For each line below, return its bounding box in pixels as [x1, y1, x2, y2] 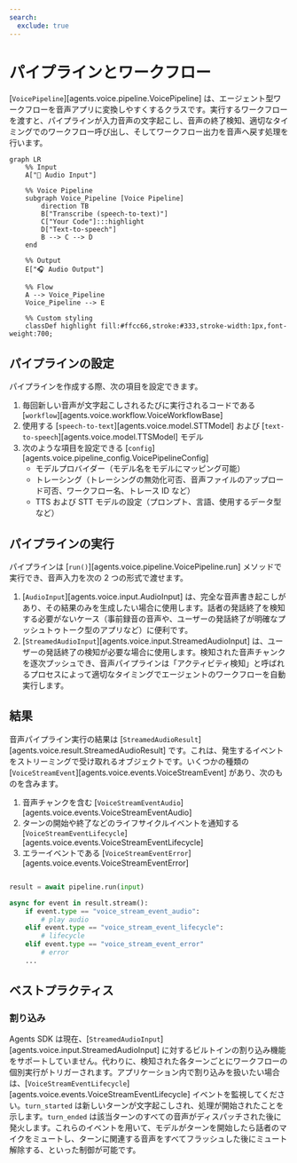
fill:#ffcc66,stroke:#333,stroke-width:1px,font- [100, 321, 288, 331]
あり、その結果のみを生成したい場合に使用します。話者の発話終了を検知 [21, 603, 285, 613]
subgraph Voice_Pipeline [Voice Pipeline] [25, 194, 184, 203]
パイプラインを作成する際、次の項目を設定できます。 [9, 381, 203, 392]
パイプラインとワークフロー [9, 62, 212, 83]
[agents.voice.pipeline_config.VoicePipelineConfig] [21, 453, 209, 463]
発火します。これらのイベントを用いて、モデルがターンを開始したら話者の [9, 1122, 279, 1133]
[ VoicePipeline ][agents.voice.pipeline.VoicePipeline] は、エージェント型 [9, 93, 274, 104]
